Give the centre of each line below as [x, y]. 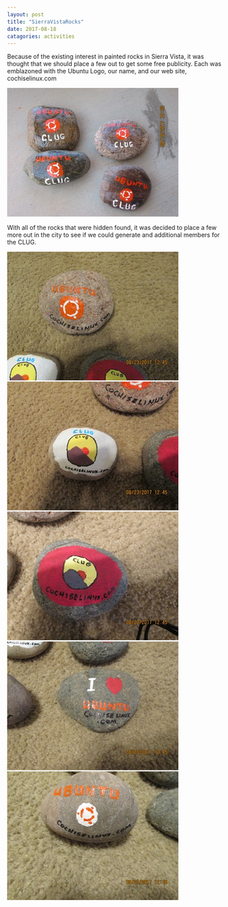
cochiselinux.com [32, 78]
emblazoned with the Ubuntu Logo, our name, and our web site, [97, 71]
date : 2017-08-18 [32, 29]
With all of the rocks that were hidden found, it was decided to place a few [112, 228]
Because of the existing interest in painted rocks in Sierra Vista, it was [105, 57]
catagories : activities [41, 36]
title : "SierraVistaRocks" [46, 22]
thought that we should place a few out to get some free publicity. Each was [114, 64]
